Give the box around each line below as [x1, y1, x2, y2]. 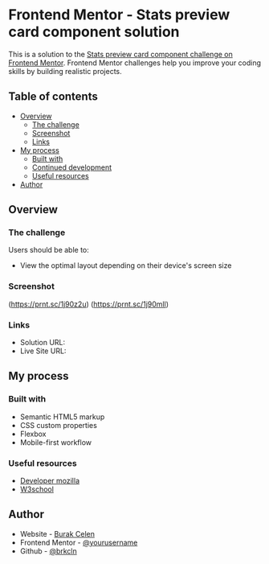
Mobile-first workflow [19, 437, 92, 447]
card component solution [8, 23, 180, 41]
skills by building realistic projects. [8, 66, 122, 76]
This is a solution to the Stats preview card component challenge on [8, 49, 233, 59]
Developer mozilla [19, 476, 80, 486]
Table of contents [8, 90, 98, 104]
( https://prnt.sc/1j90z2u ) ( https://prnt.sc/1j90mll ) [8, 299, 169, 309]
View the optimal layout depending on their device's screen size [19, 261, 232, 270]
